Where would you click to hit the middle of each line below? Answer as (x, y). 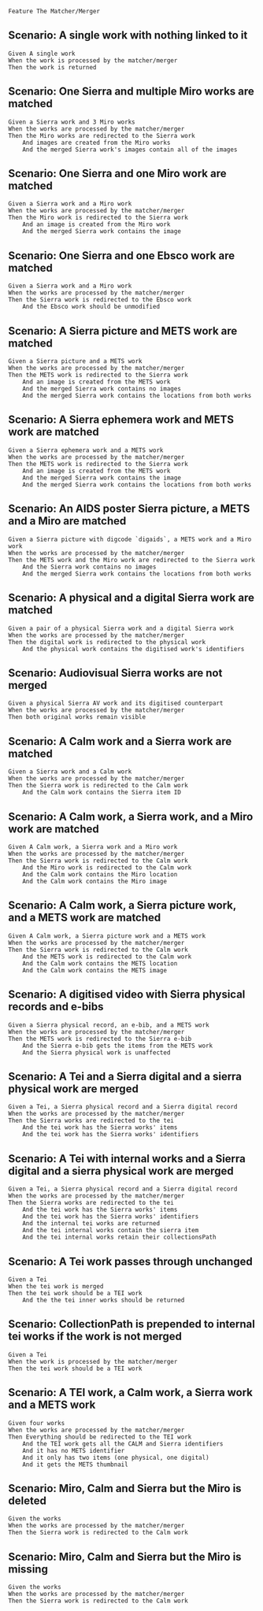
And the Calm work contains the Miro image (95, 881)
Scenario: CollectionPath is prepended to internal (132, 1324)
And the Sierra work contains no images (89, 567)
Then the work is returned (52, 67)
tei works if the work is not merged (95, 1337)
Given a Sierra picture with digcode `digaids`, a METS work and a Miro (130, 539)
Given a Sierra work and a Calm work (70, 772)
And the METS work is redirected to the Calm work (107, 957)
